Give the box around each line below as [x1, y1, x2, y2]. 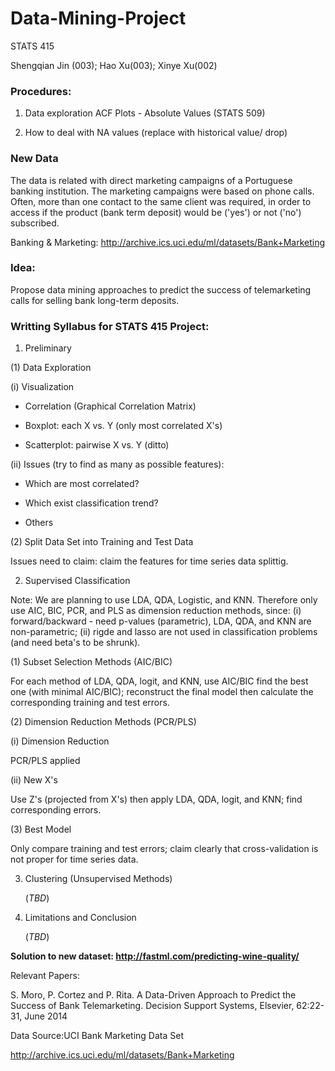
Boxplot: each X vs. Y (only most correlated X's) [24, 420, 223, 432]
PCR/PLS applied [10, 755, 81, 767]
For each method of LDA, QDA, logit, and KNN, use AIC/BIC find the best [10, 675, 309, 687]
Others [24, 517, 54, 529]
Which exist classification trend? [24, 497, 159, 509]
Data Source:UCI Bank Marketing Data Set [10, 1030, 184, 1042]
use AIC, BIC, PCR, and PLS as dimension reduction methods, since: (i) [10, 605, 302, 617]
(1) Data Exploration [10, 362, 92, 374]
